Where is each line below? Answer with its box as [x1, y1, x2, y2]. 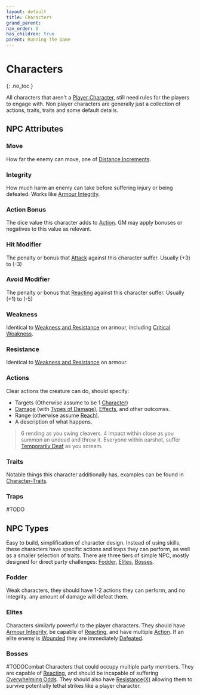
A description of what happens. [14, 418, 93, 425]
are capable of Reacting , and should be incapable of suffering [6, 669, 159, 676]
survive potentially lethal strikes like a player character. [6, 682, 141, 689]
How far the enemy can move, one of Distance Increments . [6, 155, 151, 162]
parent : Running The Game [6, 37, 70, 43]
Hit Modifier [6, 240, 42, 249]
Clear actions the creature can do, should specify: [6, 387, 130, 394]
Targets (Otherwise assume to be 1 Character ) [14, 399, 128, 406]
